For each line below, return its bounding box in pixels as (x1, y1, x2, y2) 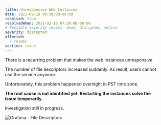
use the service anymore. (5, 71, 56, 77)
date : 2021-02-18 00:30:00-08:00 (5, 12, 73, 17)
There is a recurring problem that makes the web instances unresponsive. (5, 57, 154, 62)
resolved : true (5, 16, 36, 21)
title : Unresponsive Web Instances (5, 7, 78, 12)
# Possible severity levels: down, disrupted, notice (5, 25, 117, 30)
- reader (9, 39, 27, 44)
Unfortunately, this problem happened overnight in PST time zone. (5, 81, 138, 87)
